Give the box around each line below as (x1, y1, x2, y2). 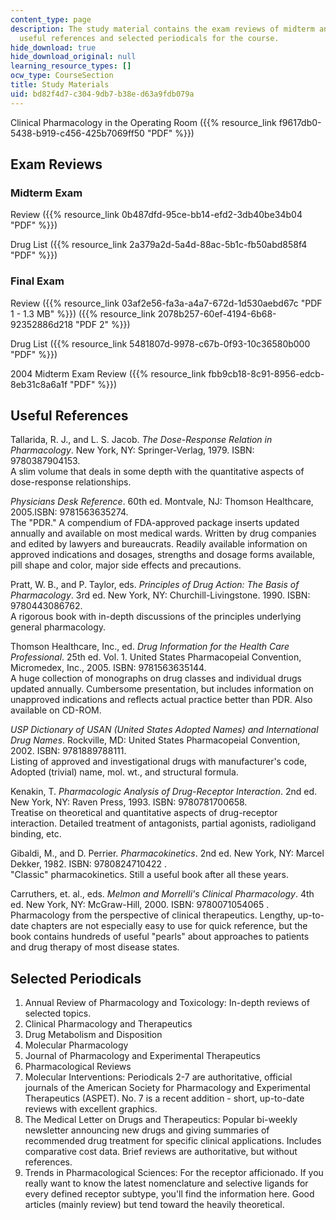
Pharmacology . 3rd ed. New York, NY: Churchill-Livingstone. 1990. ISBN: (10, 589, 311, 601)
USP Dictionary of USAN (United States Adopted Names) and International (10, 724, 319, 736)
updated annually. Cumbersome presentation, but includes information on (10, 683, 315, 695)
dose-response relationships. (10, 476, 132, 488)
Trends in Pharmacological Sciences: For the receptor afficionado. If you (24, 1167, 324, 1179)
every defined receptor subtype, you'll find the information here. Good (24, 1188, 315, 1200)
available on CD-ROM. (10, 704, 102, 716)
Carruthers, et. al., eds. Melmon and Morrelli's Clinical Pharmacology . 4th (10, 888, 315, 900)
